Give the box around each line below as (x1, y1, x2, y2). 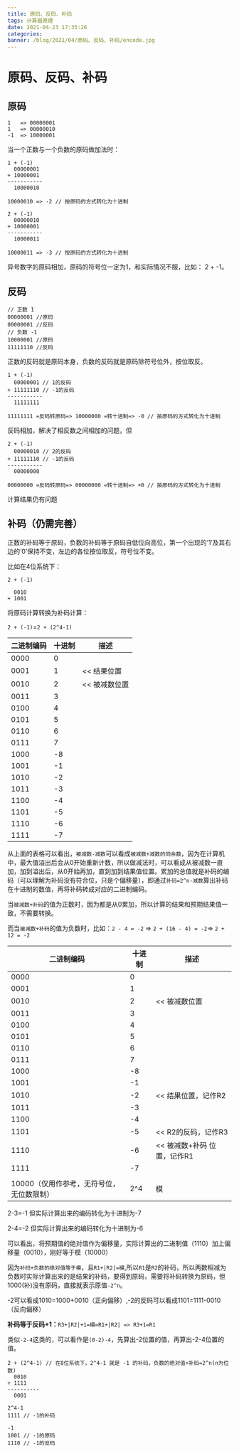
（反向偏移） (7, 1304, 45, 1313)
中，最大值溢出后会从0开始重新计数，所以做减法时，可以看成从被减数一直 (7, 858, 223, 866)
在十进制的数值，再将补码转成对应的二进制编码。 (7, 885, 151, 893)
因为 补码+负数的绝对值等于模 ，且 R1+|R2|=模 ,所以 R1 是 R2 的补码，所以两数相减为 (7, 1263, 226, 1272)
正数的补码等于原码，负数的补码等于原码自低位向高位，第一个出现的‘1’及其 (7, 538, 225, 546)
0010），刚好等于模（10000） (26, 1247, 112, 1256)
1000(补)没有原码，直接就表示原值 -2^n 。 (7, 1281, 127, 1289)
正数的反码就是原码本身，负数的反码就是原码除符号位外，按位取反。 (7, 357, 207, 366)
